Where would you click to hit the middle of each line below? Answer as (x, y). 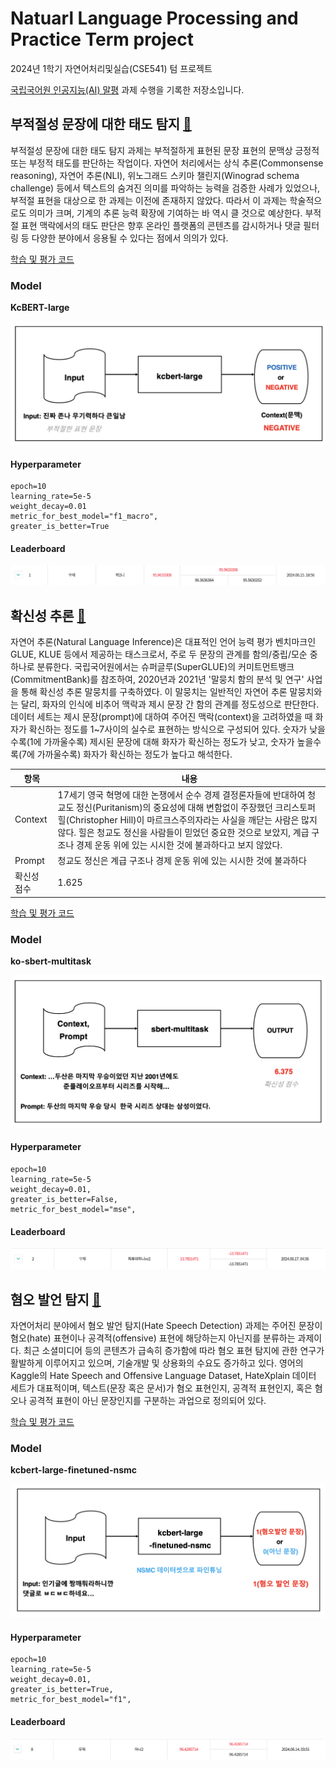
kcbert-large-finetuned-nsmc (74, 1470)
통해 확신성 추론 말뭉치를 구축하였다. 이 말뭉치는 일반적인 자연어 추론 (154, 692)
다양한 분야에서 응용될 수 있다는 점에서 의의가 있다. (130, 238)
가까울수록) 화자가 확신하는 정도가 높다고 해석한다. (134, 754)
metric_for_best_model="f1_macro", (84, 517)
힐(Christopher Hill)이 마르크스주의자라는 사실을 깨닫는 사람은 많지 (187, 819)
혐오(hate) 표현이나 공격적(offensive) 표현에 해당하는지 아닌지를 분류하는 (153, 1338)
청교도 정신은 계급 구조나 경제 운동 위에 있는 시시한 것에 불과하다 (182, 861)
